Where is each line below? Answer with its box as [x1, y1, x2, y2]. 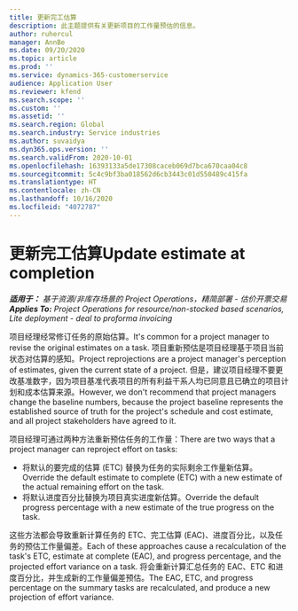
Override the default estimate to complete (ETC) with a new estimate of [21, 472, 283, 482]
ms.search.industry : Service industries [9, 129, 161, 137]
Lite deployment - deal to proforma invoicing [9, 312, 173, 324]
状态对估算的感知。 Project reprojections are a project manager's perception [9, 353, 286, 364]
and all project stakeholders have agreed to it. [9, 415, 176, 426]
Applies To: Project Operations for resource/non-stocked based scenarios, [9, 303, 285, 314]
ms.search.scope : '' [9, 95, 86, 105]
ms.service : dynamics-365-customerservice [9, 71, 169, 80]
